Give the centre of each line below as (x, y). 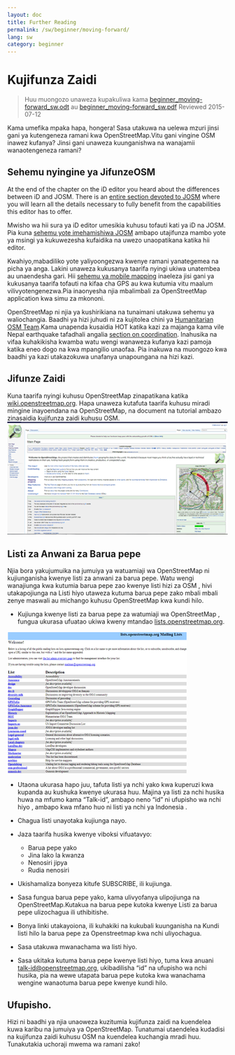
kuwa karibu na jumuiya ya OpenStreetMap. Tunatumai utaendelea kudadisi (116, 1029)
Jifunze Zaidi (36, 379)
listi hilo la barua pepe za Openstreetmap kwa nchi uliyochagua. (109, 934)
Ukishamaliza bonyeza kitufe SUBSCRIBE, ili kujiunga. (95, 884)
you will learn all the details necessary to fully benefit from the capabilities (114, 204)
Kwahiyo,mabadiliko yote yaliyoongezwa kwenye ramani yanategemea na (113, 261)
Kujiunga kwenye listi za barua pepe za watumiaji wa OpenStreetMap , (119, 614)
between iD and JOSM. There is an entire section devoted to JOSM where (114, 196)
